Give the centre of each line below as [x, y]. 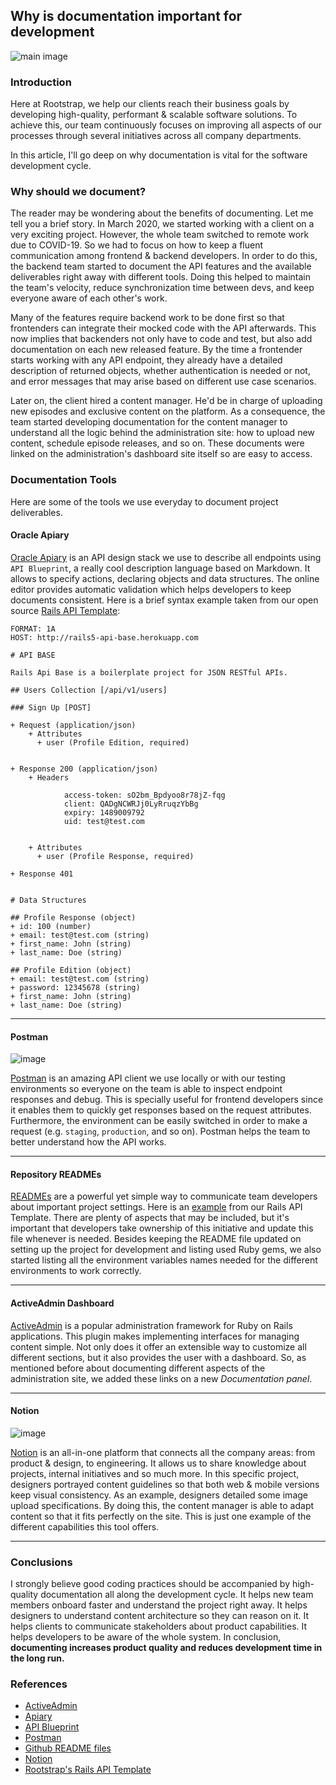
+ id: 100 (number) [51, 926]
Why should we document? [78, 192]
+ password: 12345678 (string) [75, 987]
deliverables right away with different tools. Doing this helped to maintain [161, 277]
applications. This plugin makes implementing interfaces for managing [155, 1336]
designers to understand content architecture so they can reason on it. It [160, 1616]
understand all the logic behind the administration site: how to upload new [162, 433]
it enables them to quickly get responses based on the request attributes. [161, 1110]
